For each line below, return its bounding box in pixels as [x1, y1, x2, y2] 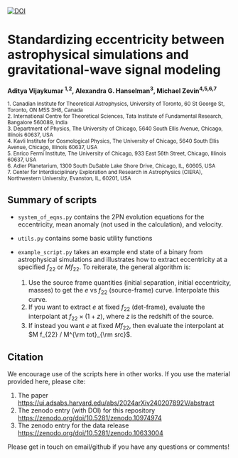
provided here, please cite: [7, 377, 86, 386]
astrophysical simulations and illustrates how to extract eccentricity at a [17, 256, 228, 264]
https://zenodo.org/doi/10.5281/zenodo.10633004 [17, 429, 163, 437]
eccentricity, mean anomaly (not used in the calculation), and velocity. [17, 220, 224, 229]
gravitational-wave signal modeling [7, 62, 222, 78]
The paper [17, 391, 48, 400]
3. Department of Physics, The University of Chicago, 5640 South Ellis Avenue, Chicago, [7, 125, 223, 132]
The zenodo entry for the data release [17, 421, 129, 430]
